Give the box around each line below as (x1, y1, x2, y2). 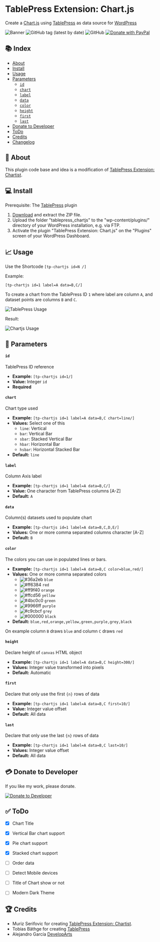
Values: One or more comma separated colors (12, 571, 107, 577)
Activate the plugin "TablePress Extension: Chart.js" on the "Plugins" (12, 228, 152, 234)
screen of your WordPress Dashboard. (12, 233, 90, 239)
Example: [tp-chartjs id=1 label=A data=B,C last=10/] (12, 742, 128, 748)
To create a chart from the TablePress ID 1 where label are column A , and (5, 291, 153, 298)
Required (12, 384, 32, 390)
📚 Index (5, 45, 31, 53)
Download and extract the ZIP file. (12, 212, 82, 218)
